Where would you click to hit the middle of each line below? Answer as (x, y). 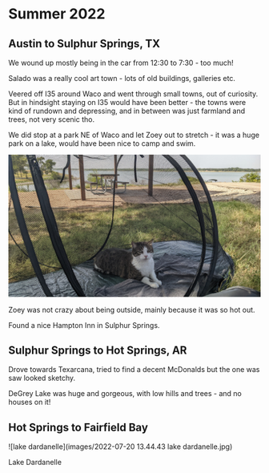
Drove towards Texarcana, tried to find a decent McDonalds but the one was (134, 370)
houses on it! (30, 402)
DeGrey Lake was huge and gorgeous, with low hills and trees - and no (125, 394)
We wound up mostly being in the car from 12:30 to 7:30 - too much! (121, 63)
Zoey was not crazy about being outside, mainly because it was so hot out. (132, 309)
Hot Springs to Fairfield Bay (78, 427)
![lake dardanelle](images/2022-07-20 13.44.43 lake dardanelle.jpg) (120, 447)
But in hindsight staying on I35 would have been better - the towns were (127, 102)
